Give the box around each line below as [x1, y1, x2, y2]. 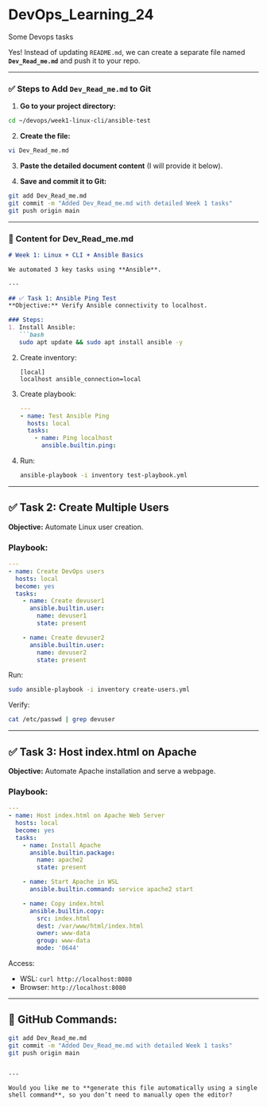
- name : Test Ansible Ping [19, 412, 110, 420]
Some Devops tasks [8, 32, 74, 41]
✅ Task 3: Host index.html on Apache [8, 745, 197, 759]
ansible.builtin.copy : [29, 907, 105, 915]
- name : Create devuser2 [22, 634, 105, 642]
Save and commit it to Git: [19, 176, 107, 186]
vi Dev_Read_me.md [8, 147, 69, 155]
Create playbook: [19, 389, 77, 398]
